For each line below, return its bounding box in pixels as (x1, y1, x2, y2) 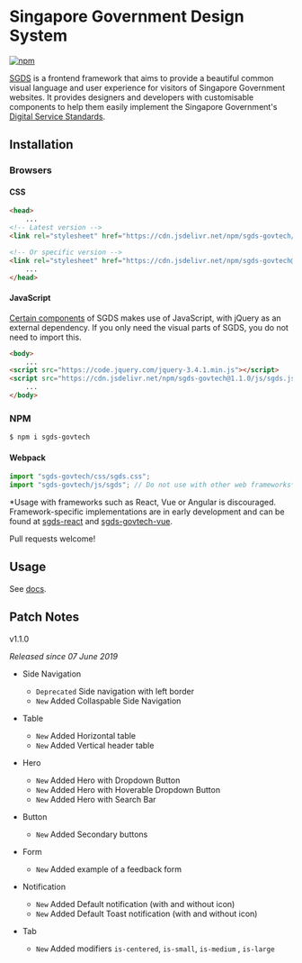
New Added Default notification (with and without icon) (35, 898, 235, 909)
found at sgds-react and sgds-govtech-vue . (9, 516, 173, 527)
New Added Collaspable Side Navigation (35, 695, 182, 706)
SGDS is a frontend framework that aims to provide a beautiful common (9, 72, 274, 83)
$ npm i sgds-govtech (9, 432, 91, 442)
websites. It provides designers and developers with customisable (9, 92, 254, 103)
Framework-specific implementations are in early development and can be (9, 506, 285, 517)
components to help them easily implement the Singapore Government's (9, 101, 278, 112)
